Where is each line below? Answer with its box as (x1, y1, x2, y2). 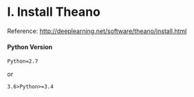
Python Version (7, 43, 53, 51)
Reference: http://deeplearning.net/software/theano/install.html (7, 27, 187, 35)
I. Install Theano (7, 4, 101, 20)
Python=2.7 (7, 58, 39, 65)
